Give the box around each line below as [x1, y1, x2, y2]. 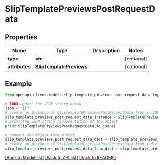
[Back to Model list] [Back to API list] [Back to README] [5, 155, 116, 161]
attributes [7, 63, 31, 70]
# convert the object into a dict [5, 132, 75, 137]
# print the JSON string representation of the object [5, 120, 118, 124]
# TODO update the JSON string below [5, 101, 81, 106]
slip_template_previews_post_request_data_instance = [5, 115, 116, 120]
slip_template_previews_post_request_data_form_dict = [5, 146, 118, 151]
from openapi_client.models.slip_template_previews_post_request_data [5, 92, 151, 97]
